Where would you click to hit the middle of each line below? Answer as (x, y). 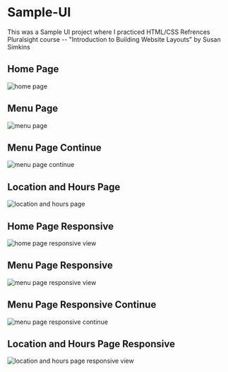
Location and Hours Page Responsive (91, 344)
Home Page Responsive (61, 226)
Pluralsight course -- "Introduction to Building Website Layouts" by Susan (114, 39)
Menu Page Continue (55, 147)
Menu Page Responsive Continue (82, 305)
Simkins (19, 47)
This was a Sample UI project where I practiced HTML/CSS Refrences (109, 32)
